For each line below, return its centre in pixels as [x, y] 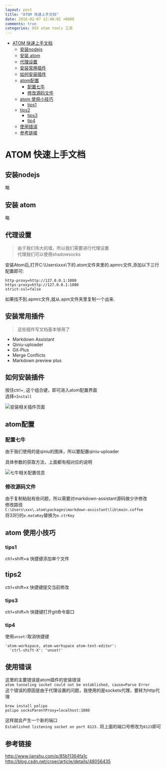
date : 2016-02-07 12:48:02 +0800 [40, 19]
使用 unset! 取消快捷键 [27, 636]
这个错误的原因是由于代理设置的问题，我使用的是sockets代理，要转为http [80, 690]
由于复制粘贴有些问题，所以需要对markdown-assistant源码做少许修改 [76, 498]
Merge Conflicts [29, 355]
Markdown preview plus [37, 360]
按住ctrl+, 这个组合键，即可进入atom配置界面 [51, 390]
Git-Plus [21, 350]
